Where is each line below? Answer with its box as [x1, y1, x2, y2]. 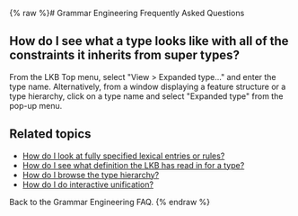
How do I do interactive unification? [22, 179, 154, 190]
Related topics [9, 126, 92, 142]
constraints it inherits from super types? [9, 48, 241, 63]
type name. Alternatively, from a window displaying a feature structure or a [9, 81, 286, 92]
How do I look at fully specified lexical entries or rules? [22, 150, 225, 161]
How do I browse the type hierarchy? [22, 169, 160, 180]
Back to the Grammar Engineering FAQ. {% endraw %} [9, 196, 211, 207]
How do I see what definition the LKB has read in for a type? [22, 159, 245, 170]
